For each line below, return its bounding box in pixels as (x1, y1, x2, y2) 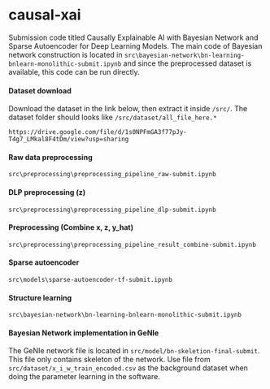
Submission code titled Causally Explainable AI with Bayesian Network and (8, 32, 259, 42)
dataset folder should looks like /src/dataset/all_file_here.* (8, 112, 217, 123)
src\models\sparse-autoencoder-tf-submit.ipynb (8, 275, 173, 283)
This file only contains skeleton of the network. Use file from (8, 355, 211, 365)
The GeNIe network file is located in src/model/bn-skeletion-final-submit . (8, 346, 260, 356)
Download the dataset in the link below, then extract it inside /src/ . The (8, 104, 248, 114)
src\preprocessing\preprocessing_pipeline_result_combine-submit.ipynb (8, 240, 256, 249)
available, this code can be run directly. (8, 67, 140, 76)
